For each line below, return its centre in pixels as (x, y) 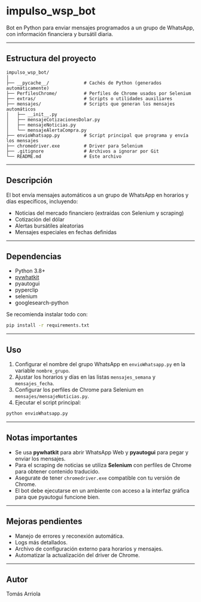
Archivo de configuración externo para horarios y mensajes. (89, 549)
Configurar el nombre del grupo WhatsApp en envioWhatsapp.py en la (100, 364)
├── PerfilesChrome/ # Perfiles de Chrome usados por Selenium (99, 93)
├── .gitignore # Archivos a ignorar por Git (83, 151)
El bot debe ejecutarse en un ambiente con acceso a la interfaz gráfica (102, 490)
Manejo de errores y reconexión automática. (69, 536)
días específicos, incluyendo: (42, 201)
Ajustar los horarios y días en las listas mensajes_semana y (85, 377)
